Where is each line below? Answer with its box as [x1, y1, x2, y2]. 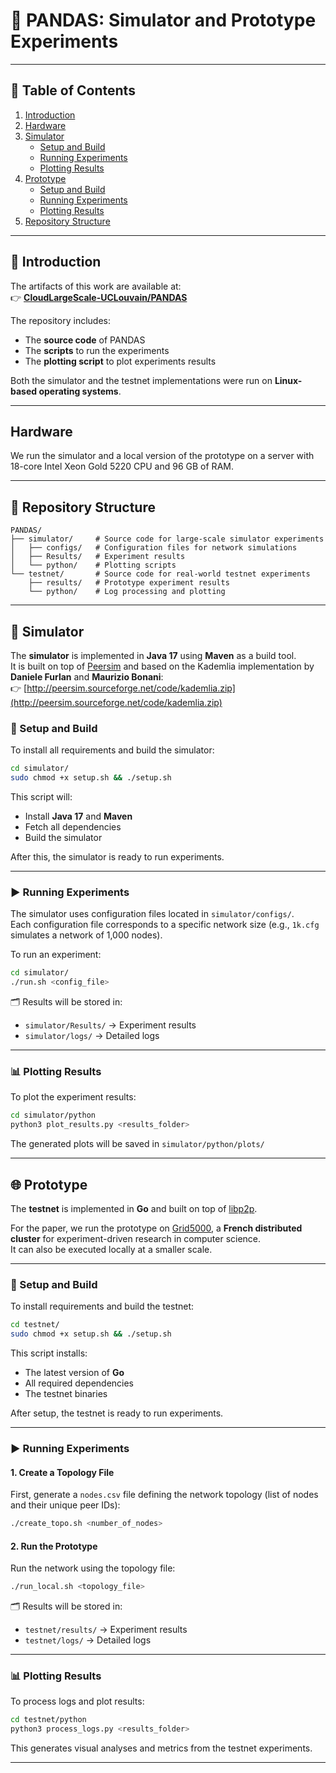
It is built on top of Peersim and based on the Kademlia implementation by [10, 660, 315, 672]
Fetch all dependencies [24, 821, 122, 833]
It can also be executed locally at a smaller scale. [10, 1243, 213, 1255]
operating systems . [38, 385, 122, 397]
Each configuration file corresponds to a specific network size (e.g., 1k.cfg [10, 919, 320, 931]
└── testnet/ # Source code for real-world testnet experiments [10, 569, 311, 579]
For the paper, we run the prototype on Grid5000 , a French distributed [10, 1222, 303, 1234]
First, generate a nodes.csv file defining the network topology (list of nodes [10, 1489, 319, 1501]
